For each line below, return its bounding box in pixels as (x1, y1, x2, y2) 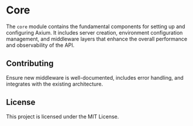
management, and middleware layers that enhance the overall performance (6, 35, 188, 42)
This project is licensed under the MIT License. (6, 113, 119, 120)
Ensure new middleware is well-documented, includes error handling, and (6, 74, 184, 81)
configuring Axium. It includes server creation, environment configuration (6, 29, 183, 36)
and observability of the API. (6, 42, 75, 49)
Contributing (6, 59, 54, 69)
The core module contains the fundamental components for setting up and (6, 23, 185, 30)
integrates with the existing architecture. (6, 80, 104, 87)
